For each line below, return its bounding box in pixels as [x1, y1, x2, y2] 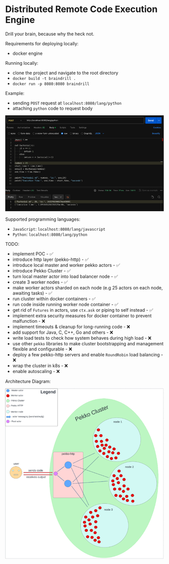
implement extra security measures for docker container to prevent [12, 313, 152, 319]
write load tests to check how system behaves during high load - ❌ [12, 335, 152, 341]
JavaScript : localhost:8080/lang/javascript [12, 226, 106, 232]
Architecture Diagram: [5, 378, 51, 384]
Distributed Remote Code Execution [5, 4, 158, 15]
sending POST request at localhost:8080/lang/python [12, 100, 122, 106]
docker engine [12, 50, 43, 56]
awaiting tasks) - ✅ [12, 290, 53, 296]
